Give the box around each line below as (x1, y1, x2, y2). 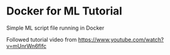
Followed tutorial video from (6, 36, 77, 43)
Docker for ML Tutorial (6, 4, 122, 18)
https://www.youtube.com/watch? (78, 36, 164, 43)
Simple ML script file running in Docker (6, 24, 105, 31)
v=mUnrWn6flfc (6, 42, 47, 50)
